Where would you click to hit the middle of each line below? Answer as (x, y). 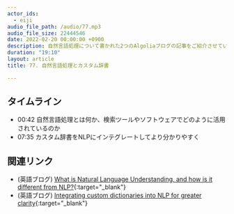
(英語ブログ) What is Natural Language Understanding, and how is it (115, 179)
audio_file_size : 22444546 (46, 33)
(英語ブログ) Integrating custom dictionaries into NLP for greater (109, 195)
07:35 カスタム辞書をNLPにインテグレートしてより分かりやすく (108, 137)
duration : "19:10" (34, 53)
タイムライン (34, 102)
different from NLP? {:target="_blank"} (72, 187)
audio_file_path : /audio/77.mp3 (54, 26)
